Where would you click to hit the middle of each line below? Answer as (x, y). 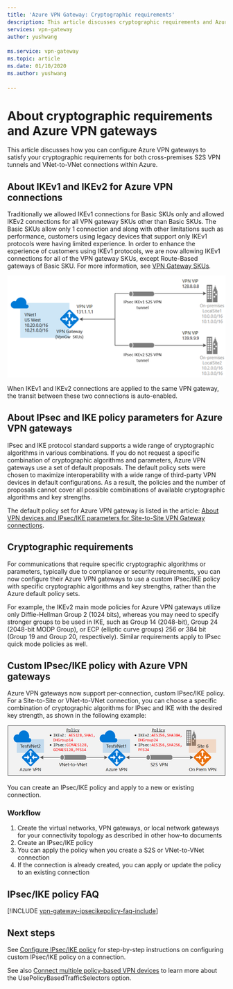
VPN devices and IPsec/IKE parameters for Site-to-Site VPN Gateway (106, 517)
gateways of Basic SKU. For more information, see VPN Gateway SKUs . (109, 266)
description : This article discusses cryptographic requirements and (110, 22)
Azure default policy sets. (44, 593)
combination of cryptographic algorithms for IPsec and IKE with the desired (115, 708)
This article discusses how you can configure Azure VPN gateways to (107, 150)
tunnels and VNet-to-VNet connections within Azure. (83, 165)
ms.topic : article (34, 59)
